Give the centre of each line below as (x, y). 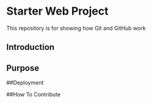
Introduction (31, 47)
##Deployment (25, 83)
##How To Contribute (34, 94)
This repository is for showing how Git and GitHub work (76, 28)
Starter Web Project (57, 11)
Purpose (23, 68)
